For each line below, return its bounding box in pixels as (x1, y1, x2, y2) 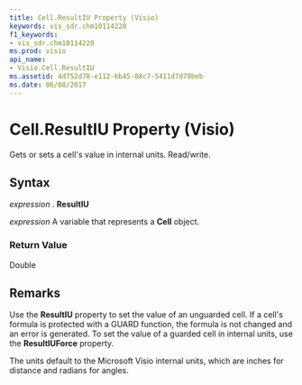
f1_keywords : (9, 30, 59, 39)
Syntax (9, 175, 50, 190)
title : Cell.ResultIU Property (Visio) (9, 13, 160, 23)
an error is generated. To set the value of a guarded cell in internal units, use (9, 328, 293, 339)
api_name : (9, 55, 47, 64)
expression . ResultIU (9, 199, 90, 210)
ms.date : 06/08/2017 (9, 80, 87, 89)
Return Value (9, 239, 68, 252)
